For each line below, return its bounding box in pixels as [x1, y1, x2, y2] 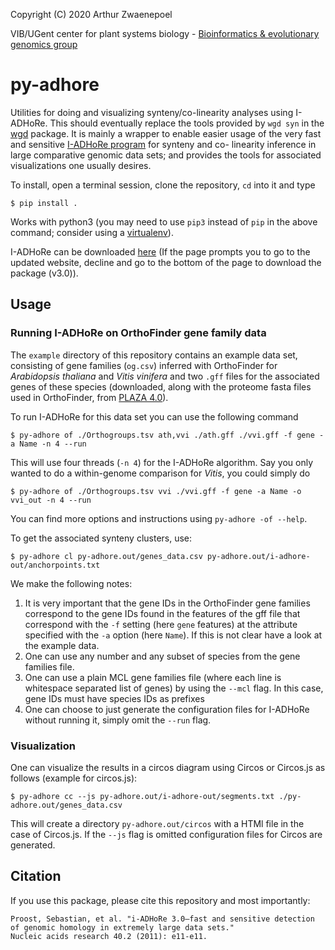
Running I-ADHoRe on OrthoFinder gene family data [10, 326, 267, 340]
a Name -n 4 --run [10, 439, 87, 449]
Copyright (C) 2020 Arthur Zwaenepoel [10, 9, 173, 20]
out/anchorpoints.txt [10, 560, 101, 570]
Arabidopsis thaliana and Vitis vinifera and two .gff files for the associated [10, 370, 320, 382]
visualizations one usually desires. [10, 159, 152, 171]
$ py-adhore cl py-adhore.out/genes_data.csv [10, 551, 203, 561]
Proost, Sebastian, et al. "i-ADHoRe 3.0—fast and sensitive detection [10, 914, 315, 924]
